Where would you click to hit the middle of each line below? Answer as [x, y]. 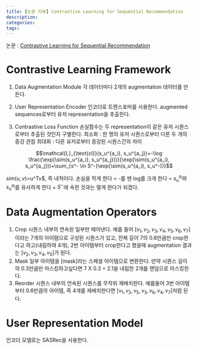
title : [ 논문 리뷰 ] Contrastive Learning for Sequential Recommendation [95, 12]
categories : [21, 22]
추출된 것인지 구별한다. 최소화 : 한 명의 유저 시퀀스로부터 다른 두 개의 [109, 134]
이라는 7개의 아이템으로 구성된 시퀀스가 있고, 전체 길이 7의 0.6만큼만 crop [99, 237]
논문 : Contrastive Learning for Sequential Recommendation [78, 45]
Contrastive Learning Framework [89, 70]
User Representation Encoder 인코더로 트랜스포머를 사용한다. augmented [101, 107]
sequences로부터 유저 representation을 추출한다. [72, 114]
